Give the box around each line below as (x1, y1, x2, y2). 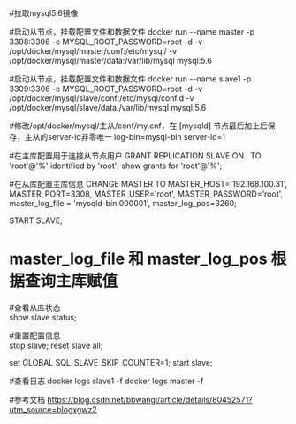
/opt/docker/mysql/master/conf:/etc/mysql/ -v (9, 46, 178, 56)
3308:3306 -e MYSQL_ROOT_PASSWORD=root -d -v (9, 36, 203, 47)
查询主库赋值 (25, 271, 118, 291)
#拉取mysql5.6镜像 (9, 8, 79, 18)
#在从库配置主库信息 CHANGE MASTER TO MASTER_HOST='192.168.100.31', (9, 179, 288, 189)
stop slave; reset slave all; (9, 340, 103, 351)
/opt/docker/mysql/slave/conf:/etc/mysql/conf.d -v (9, 93, 194, 104)
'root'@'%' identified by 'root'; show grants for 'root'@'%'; (9, 160, 223, 171)
